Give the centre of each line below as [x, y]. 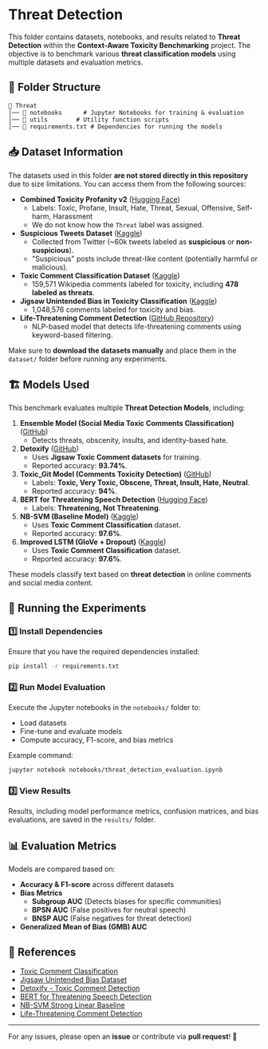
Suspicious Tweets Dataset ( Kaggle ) [81, 233]
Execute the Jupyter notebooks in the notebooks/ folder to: [104, 708]
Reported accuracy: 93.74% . [79, 466]
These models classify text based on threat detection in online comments [130, 574]
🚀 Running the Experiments [77, 608]
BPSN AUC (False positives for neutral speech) [109, 910]
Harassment [73, 216]
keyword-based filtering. [72, 335]
